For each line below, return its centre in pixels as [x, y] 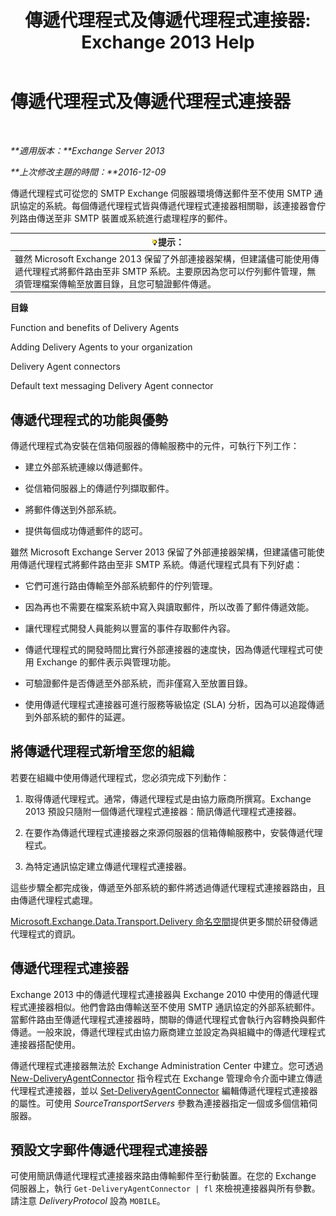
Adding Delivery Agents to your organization [101, 347]
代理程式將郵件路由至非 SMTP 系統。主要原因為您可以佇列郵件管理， [165, 271]
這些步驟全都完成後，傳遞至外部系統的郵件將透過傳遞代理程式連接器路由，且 [168, 887]
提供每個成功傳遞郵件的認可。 [86, 530]
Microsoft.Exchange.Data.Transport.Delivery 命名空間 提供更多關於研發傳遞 [164, 921]
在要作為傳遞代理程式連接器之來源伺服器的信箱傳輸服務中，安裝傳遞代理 [173, 832]
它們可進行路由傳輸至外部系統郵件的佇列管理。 [121, 585]
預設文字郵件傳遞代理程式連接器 [109, 1150]
